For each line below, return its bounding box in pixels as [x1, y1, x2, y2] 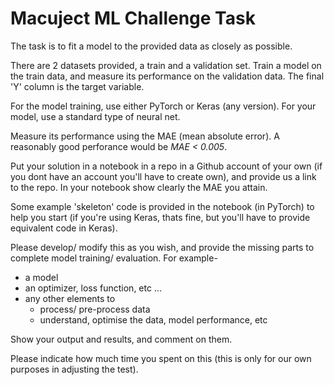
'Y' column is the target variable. [10, 80, 145, 92]
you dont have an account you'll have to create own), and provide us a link [10, 170, 317, 182]
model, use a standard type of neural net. [10, 110, 181, 122]
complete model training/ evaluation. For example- [10, 252, 218, 264]
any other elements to [24, 292, 116, 304]
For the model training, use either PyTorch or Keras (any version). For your [10, 100, 317, 112]
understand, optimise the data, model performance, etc [39, 313, 268, 326]
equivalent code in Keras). [10, 222, 118, 234]
